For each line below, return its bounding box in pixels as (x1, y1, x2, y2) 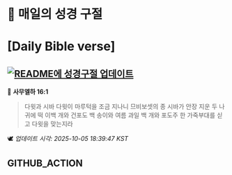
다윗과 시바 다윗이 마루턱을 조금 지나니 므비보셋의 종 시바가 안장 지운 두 (24, 102, 218, 111)
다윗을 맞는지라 (31, 119, 73, 128)
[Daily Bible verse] (7, 39, 116, 54)
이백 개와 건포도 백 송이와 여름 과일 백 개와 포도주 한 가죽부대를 (45, 111, 216, 119)
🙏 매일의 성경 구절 (7, 6, 103, 22)
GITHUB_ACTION (7, 157, 84, 169)
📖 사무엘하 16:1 (7, 87, 49, 96)
